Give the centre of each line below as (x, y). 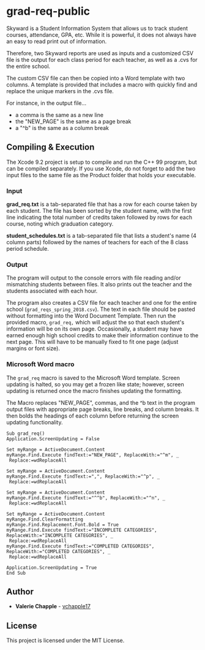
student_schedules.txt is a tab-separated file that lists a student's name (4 (102, 236)
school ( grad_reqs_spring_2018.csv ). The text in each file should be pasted (101, 309)
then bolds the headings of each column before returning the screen (93, 416)
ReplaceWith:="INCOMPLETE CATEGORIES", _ (60, 535)
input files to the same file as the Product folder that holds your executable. (101, 175)
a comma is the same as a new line (59, 115)
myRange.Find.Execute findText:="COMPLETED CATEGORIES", (80, 546)
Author (20, 592)
